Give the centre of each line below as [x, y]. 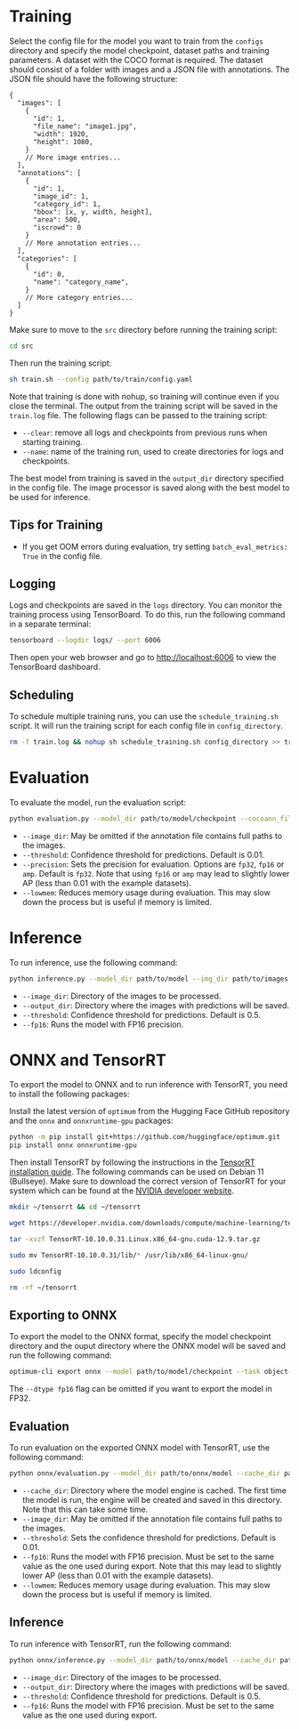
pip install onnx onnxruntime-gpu [73, 1145]
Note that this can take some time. [85, 1509]
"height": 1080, [63, 141]
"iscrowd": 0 [57, 227]
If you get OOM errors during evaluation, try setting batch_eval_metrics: [155, 546]
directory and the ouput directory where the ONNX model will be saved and [148, 1346]
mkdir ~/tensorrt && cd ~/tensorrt [75, 1208]
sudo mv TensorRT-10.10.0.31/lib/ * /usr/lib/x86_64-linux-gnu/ [129, 1255]
